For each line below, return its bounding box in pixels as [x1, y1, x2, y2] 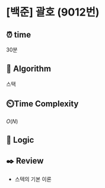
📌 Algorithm [6, 64, 52, 74]
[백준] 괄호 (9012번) [6, 5, 100, 19]
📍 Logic [6, 135, 34, 145]
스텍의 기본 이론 [14, 175, 52, 183]
